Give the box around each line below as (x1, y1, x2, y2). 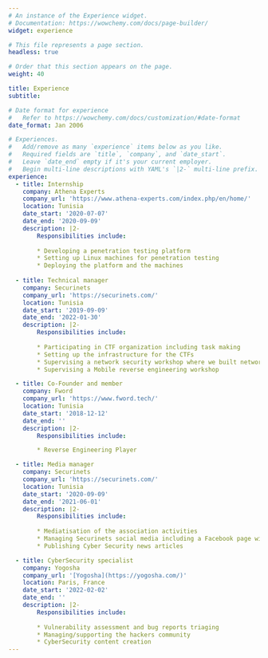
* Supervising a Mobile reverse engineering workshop (37, 365, 219, 373)
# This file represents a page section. (8, 41, 145, 49)
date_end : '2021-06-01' (22, 498, 102, 506)
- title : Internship (15, 180, 84, 188)
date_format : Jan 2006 (8, 121, 84, 129)
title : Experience (8, 85, 69, 93)
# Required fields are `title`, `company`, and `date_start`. (8, 151, 227, 159)
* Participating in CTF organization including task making (37, 343, 241, 351)
